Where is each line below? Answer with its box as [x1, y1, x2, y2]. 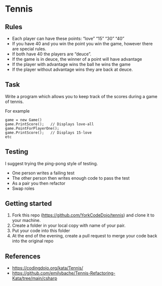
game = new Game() [5, 118, 42, 122]
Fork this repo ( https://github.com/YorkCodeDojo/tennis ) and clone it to [12, 212, 155, 218]
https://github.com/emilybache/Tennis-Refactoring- [12, 270, 116, 276]
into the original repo [12, 238, 54, 244]
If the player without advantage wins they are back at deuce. [12, 67, 133, 72]
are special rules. [12, 46, 47, 51]
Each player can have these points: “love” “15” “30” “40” [12, 35, 125, 41]
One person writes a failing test [12, 170, 75, 176]
